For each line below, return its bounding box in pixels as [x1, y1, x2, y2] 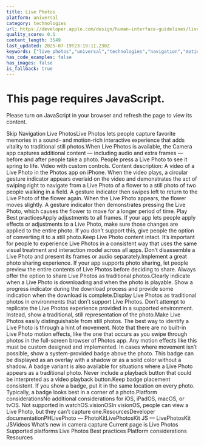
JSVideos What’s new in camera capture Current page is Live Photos [6, 421, 178, 428]
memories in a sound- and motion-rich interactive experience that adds [6, 136, 185, 144]
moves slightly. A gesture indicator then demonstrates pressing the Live [6, 201, 186, 209]
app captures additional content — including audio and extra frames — [6, 150, 183, 157]
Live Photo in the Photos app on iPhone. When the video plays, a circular [6, 169, 188, 176]
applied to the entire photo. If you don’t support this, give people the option [6, 227, 194, 234]
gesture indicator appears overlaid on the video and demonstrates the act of [6, 175, 197, 183]
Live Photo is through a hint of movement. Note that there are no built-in [6, 324, 186, 332]
